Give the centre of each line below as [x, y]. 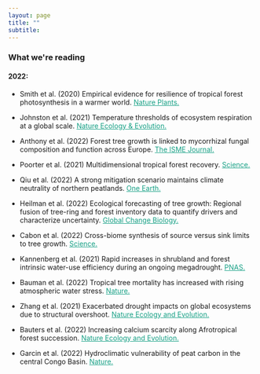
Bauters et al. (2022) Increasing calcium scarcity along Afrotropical [128, 329]
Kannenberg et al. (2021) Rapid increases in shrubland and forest [125, 258]
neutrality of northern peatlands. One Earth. [90, 188]
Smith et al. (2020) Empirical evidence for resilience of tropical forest [131, 93]
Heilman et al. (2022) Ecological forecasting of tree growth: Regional [130, 203]
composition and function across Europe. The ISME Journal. [117, 149]
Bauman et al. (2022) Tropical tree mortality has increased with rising [132, 282]
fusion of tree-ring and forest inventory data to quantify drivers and [128, 211]
